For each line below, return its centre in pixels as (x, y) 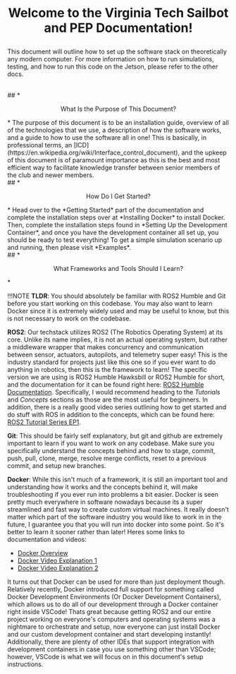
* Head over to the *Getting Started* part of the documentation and (106, 210)
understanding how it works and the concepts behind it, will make (103, 487)
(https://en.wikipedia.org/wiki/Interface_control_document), (94, 152)
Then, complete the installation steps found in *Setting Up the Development (117, 225)
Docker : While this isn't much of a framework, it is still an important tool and (117, 480)
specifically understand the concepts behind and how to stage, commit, (112, 451)
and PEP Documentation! (118, 28)
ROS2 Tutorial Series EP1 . (44, 422)
